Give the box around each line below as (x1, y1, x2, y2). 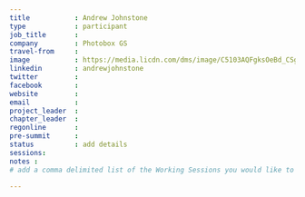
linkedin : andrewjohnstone (9, 64, 144, 74)
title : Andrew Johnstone (9, 13, 148, 23)
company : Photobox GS (9, 38, 128, 48)
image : (9, 55, 79, 64)
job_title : (9, 30, 79, 39)
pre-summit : (9, 132, 79, 141)
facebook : (9, 81, 79, 90)
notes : (9, 156, 39, 166)
